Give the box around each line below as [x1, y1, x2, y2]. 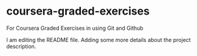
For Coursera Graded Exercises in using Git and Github [6, 24, 144, 32]
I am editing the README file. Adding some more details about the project [6, 36, 191, 43]
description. [6, 43, 36, 50]
